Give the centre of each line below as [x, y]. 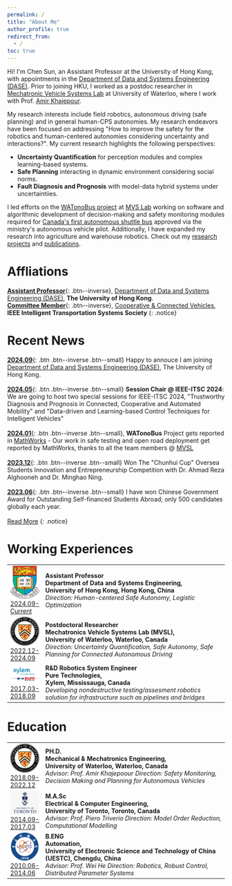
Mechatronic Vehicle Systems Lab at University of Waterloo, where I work [112, 94]
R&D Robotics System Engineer [91, 668]
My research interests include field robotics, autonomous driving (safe [107, 114]
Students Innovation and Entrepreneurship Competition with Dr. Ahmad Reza [116, 470]
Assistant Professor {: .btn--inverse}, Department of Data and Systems [108, 291]
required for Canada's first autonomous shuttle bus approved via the [105, 222]
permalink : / [26, 15]
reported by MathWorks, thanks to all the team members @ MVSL [100, 447]
